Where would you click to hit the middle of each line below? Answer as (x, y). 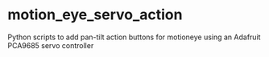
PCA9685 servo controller (51, 45)
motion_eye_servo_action (95, 15)
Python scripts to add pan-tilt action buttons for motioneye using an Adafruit (134, 37)
